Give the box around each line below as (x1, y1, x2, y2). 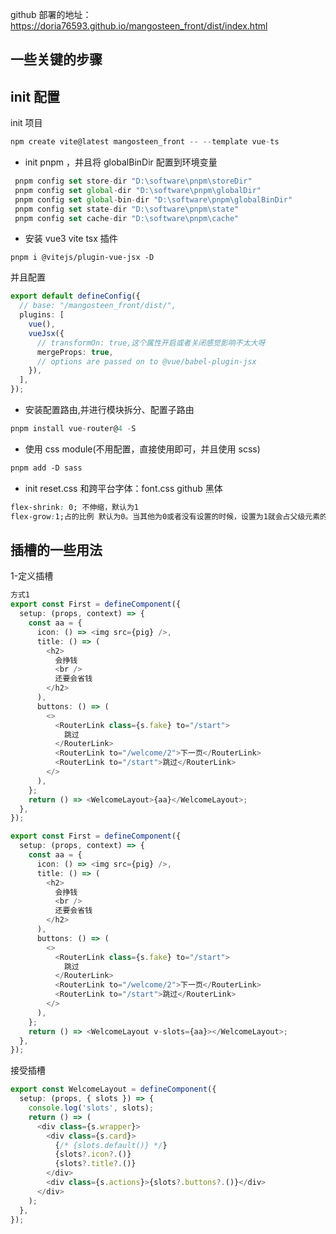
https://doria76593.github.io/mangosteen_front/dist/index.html (10, 20, 268, 32)
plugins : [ (19, 310, 65, 320)
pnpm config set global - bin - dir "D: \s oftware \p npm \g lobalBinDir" (14, 194, 293, 205)
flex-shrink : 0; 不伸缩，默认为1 (10, 502, 139, 512)
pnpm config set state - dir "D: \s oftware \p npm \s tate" (14, 204, 240, 214)
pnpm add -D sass (10, 463, 83, 473)
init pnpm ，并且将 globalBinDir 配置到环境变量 (24, 156, 218, 168)
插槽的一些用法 (10, 541, 103, 558)
